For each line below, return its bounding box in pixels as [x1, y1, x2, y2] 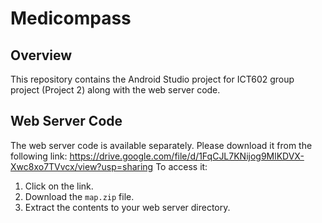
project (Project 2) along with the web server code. [10, 84, 221, 96]
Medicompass [10, 7, 132, 30]
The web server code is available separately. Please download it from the [10, 139, 313, 151]
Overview [10, 47, 73, 64]
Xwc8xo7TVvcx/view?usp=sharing [10, 160, 154, 172]
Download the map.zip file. [24, 190, 135, 202]
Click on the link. [24, 180, 94, 192]
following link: [10, 150, 68, 162]
